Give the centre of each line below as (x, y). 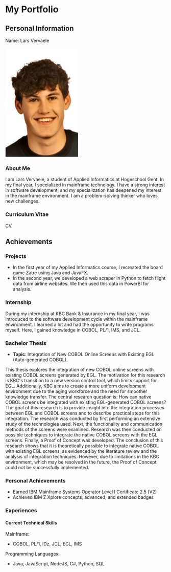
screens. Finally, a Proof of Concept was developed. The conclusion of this (84, 440)
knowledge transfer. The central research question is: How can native (78, 397)
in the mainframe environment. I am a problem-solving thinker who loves (82, 196)
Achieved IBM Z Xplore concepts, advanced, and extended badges (83, 497)
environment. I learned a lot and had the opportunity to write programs (80, 324)
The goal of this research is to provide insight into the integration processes (85, 407)
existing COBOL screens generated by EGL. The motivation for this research (85, 375)
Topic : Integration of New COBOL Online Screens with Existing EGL (83, 354)
